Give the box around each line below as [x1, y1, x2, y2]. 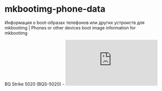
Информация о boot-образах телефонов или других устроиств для [4, 20, 145, 25]
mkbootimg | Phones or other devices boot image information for [4, 24, 136, 30]
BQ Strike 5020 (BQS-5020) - [4, 81, 65, 87]
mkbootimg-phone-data [4, 3, 106, 15]
